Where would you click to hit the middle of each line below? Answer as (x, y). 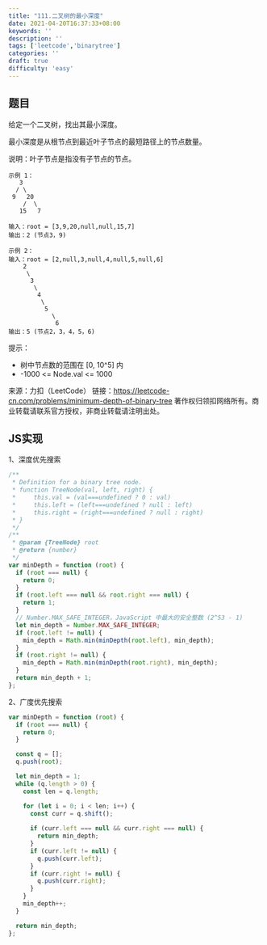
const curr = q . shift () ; (71, 813)
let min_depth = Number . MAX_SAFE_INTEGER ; (88, 625)
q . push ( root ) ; (39, 762)
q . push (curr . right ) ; (72, 881)
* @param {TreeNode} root (55, 542)
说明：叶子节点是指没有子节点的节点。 (72, 158)
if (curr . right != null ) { (75, 874)
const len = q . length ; (61, 791)
